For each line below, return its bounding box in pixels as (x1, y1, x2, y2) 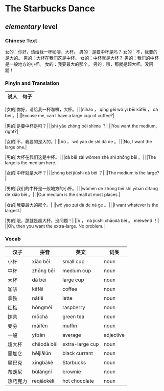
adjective (103, 332, 125, 339)
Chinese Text (5, 37, 38, 44)
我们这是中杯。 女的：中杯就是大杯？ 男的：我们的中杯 (48, 55, 159, 61)
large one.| (5, 144, 27, 150)
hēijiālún (32, 350, 51, 357)
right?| (5, 128, 19, 135)
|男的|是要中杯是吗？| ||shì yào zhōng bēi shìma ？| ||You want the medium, (5, 123, 157, 129)
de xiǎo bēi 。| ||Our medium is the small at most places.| (5, 192, 120, 197)
